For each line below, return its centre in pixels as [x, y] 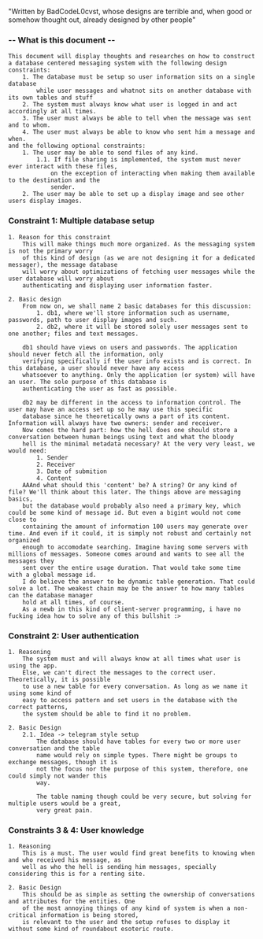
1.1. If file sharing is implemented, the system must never [139, 160]
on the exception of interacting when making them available [153, 174]
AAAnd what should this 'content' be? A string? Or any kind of [130, 485]
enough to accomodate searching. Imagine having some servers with [135, 547]
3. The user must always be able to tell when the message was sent [137, 118]
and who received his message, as [65, 860]
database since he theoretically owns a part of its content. [126, 416]
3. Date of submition [72, 471]
